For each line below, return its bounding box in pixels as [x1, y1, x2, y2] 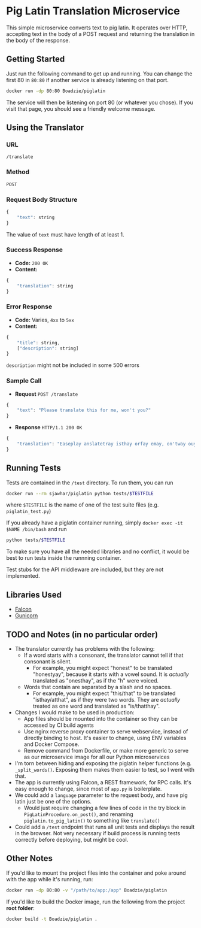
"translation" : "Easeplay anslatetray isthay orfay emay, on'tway [17, 441, 186, 447]
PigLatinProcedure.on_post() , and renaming [23, 810, 133, 818]
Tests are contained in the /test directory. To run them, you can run [6, 479, 173, 486]
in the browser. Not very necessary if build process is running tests [14, 829, 181, 836]
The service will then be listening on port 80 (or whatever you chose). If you [6, 99, 193, 106]
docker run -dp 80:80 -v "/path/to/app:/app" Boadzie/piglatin [6, 887, 167, 893]
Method [6, 168, 30, 176]
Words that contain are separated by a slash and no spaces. [23, 683, 172, 690]
